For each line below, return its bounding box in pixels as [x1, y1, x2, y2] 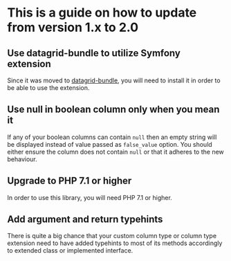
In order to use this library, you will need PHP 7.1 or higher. [7, 193, 173, 201]
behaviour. [7, 154, 38, 163]
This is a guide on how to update [7, 5, 197, 21]
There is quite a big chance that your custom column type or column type [7, 232, 216, 240]
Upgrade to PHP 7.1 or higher [7, 175, 132, 187]
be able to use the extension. [7, 84, 90, 91]
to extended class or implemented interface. [7, 246, 133, 255]
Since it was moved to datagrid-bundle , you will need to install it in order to [7, 76, 221, 84]
